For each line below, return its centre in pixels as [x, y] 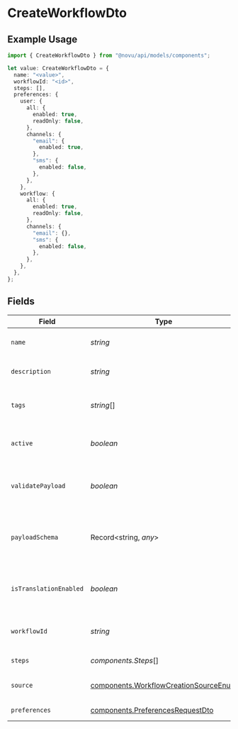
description [31, 371]
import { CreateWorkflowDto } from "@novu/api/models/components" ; [109, 55]
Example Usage [42, 39]
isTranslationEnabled [47, 589]
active [22, 443]
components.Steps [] [125, 660]
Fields [21, 302]
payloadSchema [35, 537]
